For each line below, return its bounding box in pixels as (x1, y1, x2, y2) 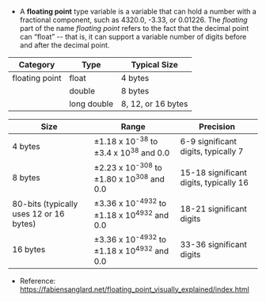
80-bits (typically (12, 198, 78, 209)
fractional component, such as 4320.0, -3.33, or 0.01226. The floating (19, 15, 248, 25)
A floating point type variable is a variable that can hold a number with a (19, 7, 257, 16)
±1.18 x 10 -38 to (93, 135, 158, 147)
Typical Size (131, 59, 178, 70)
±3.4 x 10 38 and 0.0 (93, 146, 170, 159)
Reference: (19, 276, 56, 285)
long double (69, 98, 114, 109)
